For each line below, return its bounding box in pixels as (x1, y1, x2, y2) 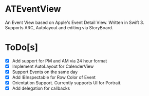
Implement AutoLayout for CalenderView (12, 63, 94, 69)
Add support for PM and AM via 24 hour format (12, 58, 107, 64)
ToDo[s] (5, 42, 38, 53)
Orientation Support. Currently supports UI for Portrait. (12, 80, 122, 86)
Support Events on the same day (12, 69, 78, 75)
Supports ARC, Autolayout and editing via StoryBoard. (5, 24, 113, 30)
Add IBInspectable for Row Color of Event (12, 75, 96, 80)
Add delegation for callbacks (12, 85, 70, 91)
